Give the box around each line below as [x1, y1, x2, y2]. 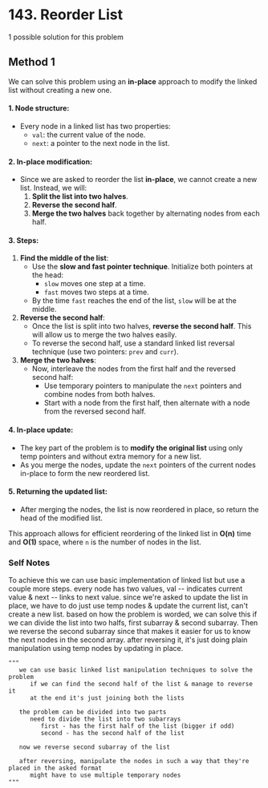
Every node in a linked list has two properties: [19, 121, 171, 131]
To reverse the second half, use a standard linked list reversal [31, 338, 235, 348]
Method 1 [8, 55, 56, 69]
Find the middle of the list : [19, 253, 109, 263]
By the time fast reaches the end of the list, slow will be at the [31, 296, 237, 305]
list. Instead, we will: [19, 183, 87, 193]
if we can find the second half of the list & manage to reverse [29, 680, 253, 689]
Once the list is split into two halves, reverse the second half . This [31, 321, 252, 331]
